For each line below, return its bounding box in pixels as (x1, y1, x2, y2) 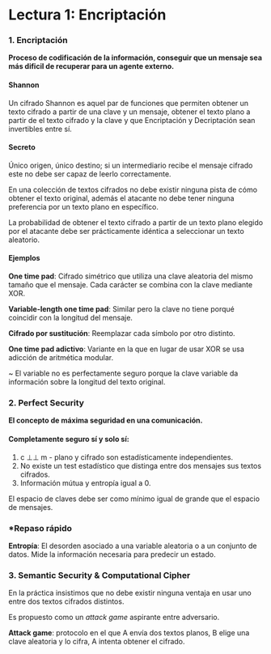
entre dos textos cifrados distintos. (8, 597, 125, 606)
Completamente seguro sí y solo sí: (8, 434, 129, 444)
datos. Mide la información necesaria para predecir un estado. (8, 549, 216, 559)
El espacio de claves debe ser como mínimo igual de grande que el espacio (8, 494, 260, 503)
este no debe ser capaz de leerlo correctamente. (8, 168, 171, 179)
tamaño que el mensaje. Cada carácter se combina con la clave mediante (8, 280, 253, 290)
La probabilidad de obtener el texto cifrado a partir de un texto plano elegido (8, 217, 264, 227)
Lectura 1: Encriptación (8, 6, 167, 24)
